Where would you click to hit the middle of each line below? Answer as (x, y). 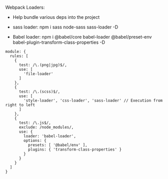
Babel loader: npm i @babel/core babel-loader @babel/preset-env (82, 37)
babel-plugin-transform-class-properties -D (59, 42)
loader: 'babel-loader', (50, 136)
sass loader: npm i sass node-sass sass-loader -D (65, 27)
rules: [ (19, 56)
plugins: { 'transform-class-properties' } (75, 150)
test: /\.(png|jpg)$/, (43, 65)
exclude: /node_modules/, (46, 127)
